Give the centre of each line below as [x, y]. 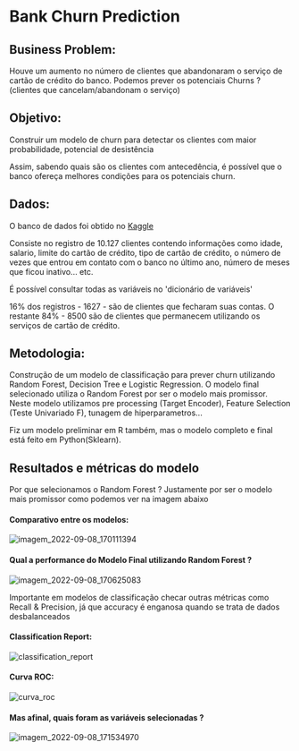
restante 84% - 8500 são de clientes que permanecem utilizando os [135, 316]
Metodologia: [47, 354]
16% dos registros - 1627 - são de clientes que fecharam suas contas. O [142, 306]
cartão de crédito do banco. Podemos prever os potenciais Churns [132, 81]
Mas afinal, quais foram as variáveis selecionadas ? [107, 717]
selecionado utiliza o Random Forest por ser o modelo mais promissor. [138, 394]
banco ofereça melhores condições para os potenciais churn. [122, 175]
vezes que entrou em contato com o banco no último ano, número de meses [149, 262]
